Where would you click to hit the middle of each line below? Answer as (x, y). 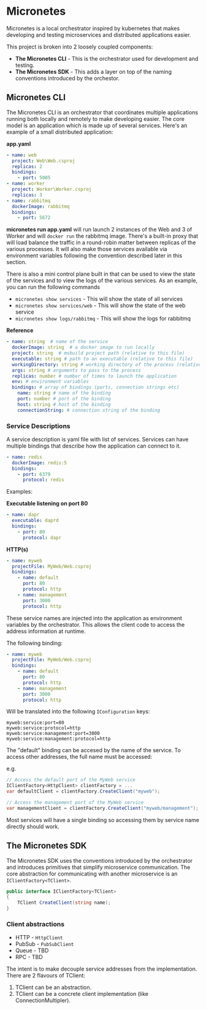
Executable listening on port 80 (47, 503)
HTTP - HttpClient (39, 938)
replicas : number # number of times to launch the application (94, 376)
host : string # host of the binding (64, 404)
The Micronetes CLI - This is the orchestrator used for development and (107, 58)
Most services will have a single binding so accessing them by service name (103, 820)
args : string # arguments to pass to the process (76, 370)
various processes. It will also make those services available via (87, 249)
